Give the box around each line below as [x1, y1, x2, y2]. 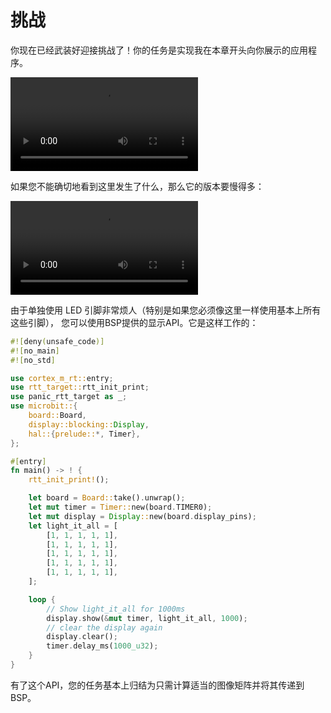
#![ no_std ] [10, 355, 56, 365]
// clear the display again [46, 622, 163, 633]
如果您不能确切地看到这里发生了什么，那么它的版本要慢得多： [10, 180, 265, 192]
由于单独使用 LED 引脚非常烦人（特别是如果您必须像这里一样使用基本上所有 [10, 304, 322, 316]
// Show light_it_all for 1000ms [46, 604, 186, 614]
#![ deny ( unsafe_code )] [10, 336, 105, 346]
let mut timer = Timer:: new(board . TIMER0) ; [28, 502, 213, 513]
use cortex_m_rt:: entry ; [10, 373, 114, 383]
